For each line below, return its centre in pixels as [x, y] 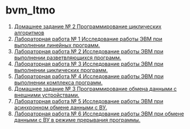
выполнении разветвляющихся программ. [68, 57]
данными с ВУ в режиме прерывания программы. [77, 120]
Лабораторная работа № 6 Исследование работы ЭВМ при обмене [99, 113]
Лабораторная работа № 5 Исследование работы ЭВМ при [89, 101]
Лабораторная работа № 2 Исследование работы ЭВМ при [89, 51]
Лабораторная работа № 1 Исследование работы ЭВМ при [88, 39]
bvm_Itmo [31, 10]
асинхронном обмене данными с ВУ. [61, 107]
